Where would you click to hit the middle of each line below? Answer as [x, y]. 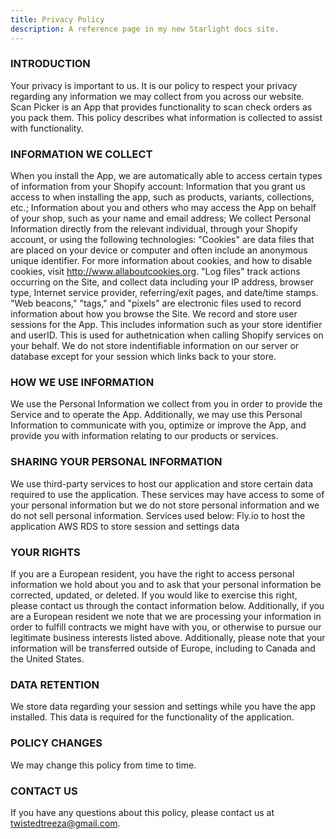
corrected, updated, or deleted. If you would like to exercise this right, [154, 595]
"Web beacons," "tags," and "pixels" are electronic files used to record [156, 303]
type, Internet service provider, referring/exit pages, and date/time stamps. [164, 293]
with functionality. [47, 128]
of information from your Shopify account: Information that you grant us [158, 187]
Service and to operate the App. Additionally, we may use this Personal [156, 415]
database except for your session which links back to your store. [143, 357]
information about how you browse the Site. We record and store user [154, 314]
